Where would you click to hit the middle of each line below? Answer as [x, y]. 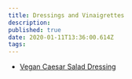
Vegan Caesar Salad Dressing [68, 66]
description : [29, 23]
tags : [17, 45]
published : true [35, 30]
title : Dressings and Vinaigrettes [66, 15]
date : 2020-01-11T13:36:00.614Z [61, 37]
